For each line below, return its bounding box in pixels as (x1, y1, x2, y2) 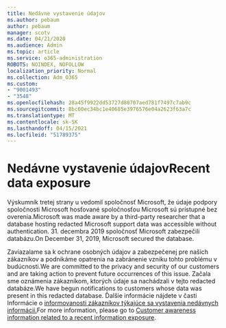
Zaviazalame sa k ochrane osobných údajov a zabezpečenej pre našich (7, 248, 209, 256)
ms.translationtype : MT (7, 112, 75, 119)
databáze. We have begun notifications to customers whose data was (7, 284, 202, 292)
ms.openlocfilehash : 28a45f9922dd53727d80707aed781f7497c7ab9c (7, 99, 192, 106)
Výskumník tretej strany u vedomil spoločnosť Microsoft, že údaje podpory (7, 198, 218, 207)
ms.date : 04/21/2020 (7, 36, 66, 43)
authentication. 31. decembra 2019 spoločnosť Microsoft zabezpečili (7, 227, 200, 235)
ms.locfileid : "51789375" (7, 131, 81, 138)
